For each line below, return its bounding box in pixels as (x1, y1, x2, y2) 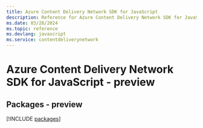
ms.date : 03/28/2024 (6, 20, 59, 26)
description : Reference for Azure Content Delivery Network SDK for (6, 14, 182, 20)
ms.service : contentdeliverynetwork (6, 37, 98, 43)
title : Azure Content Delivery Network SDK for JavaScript (6, 8, 158, 15)
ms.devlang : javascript (6, 31, 66, 37)
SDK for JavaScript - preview (6, 76, 155, 89)
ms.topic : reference (6, 25, 59, 32)
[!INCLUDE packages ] (6, 115, 61, 122)
